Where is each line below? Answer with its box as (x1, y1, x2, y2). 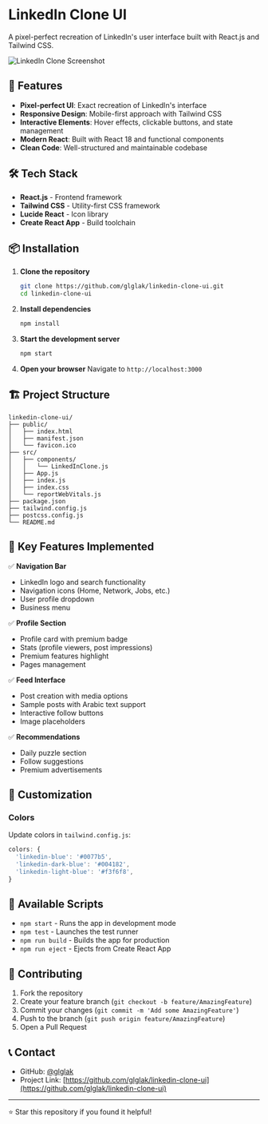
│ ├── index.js (8, 476, 66, 484)
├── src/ (8, 448, 37, 456)
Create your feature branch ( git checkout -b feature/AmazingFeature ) (19, 997, 253, 1007)
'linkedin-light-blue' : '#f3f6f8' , (15, 868, 134, 876)
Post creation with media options (19, 691, 128, 701)
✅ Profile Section (8, 618, 66, 628)
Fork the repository (19, 988, 84, 998)
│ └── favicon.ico (8, 441, 77, 449)
